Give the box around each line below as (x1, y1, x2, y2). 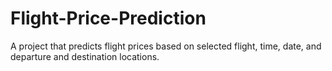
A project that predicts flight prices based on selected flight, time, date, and (10, 40, 322, 52)
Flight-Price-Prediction (10, 7, 207, 30)
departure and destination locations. (10, 50, 160, 62)
